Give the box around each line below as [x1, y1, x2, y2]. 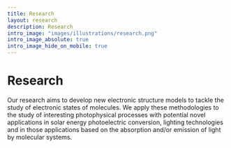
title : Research [7, 10, 54, 17]
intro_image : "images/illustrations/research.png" [7, 29, 158, 37]
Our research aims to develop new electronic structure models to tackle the [7, 96, 225, 104]
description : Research [7, 23, 73, 30]
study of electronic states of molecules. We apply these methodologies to [7, 103, 219, 112]
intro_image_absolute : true [7, 36, 89, 43]
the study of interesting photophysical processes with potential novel [7, 110, 206, 119]
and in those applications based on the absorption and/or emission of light [7, 125, 221, 133]
